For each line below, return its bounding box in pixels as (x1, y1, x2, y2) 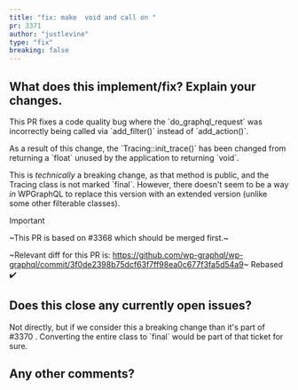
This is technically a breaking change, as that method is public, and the (9, 170, 270, 180)
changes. (9, 92, 63, 107)
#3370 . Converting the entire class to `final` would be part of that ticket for (9, 330, 284, 342)
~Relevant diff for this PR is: (9, 250, 111, 260)
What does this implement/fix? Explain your (9, 79, 256, 94)
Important (9, 215, 45, 226)
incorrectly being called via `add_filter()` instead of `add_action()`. (9, 125, 249, 136)
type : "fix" (9, 37, 53, 47)
